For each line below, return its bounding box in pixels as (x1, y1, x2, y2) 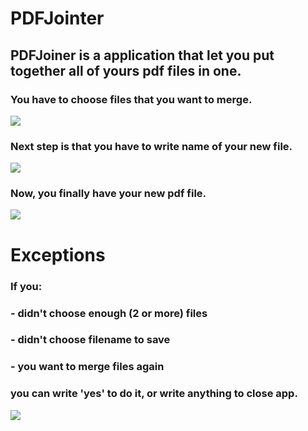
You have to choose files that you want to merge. (10, 92, 253, 106)
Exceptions (10, 243, 106, 266)
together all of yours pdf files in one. (10, 62, 242, 79)
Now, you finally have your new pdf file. (10, 187, 207, 201)
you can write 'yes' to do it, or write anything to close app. (10, 387, 298, 401)
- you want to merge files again (10, 360, 165, 374)
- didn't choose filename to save (10, 333, 171, 347)
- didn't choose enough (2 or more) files (10, 306, 208, 320)
